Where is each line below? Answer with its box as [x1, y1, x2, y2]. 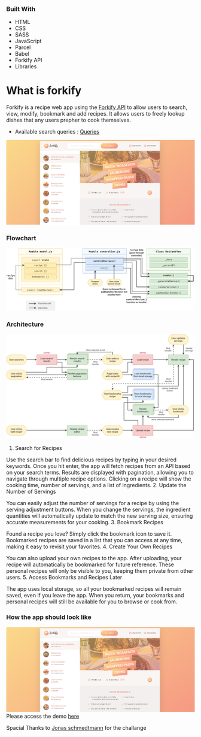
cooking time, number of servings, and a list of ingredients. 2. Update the [6, 482, 187, 489]
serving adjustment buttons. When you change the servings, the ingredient [6, 506, 191, 514]
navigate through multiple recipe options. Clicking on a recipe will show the [6, 475, 191, 482]
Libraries [14, 63, 37, 70]
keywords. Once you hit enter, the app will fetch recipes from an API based [6, 463, 191, 470]
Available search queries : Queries [14, 128, 100, 135]
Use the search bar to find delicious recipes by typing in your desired [6, 456, 177, 463]
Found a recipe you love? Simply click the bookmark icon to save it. [6, 530, 172, 537]
